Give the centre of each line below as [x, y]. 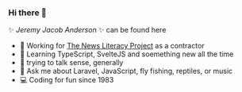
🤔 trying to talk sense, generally [71, 63]
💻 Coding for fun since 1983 [67, 80]
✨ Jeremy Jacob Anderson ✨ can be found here [87, 30]
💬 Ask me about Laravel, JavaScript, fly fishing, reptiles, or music [126, 71]
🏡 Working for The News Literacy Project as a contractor [112, 46]
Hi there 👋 [28, 13]
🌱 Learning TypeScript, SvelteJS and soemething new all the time [127, 54]
